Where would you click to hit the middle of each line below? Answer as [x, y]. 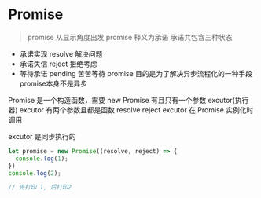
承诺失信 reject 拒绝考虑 [59, 64]
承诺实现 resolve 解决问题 [61, 53]
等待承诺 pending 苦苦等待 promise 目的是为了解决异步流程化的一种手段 [136, 73]
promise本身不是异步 [53, 83]
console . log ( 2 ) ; [35, 173]
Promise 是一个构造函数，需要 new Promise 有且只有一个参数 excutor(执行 [129, 100]
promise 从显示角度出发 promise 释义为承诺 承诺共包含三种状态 [130, 37]
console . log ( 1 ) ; [42, 159]
